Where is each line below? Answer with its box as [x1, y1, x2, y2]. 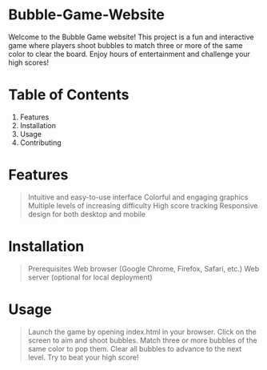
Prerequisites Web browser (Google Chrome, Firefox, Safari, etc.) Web [27, 263, 260, 273]
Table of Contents [8, 86, 130, 104]
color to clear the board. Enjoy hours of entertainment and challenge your [8, 49, 250, 58]
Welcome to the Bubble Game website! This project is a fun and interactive [8, 32, 254, 42]
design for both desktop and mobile [27, 209, 146, 219]
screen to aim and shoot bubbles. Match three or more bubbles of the [27, 335, 257, 345]
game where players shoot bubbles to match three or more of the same [8, 40, 243, 50]
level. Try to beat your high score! [27, 352, 139, 362]
